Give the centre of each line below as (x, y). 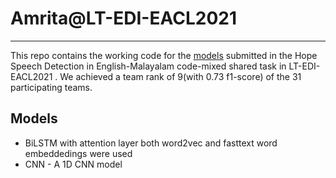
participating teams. (51, 87)
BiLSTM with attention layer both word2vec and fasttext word (151, 143)
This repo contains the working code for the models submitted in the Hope (164, 55)
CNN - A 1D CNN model (73, 164)
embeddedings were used (78, 153)
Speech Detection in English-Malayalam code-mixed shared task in (148, 66)
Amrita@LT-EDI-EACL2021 (123, 18)
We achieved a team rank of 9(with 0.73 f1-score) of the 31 (180, 76)
